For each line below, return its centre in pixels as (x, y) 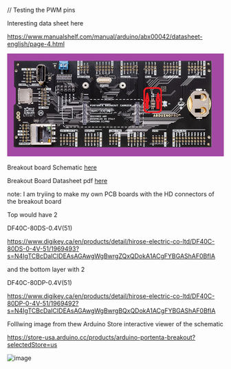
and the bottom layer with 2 (46, 270)
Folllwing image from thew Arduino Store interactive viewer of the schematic (115, 324)
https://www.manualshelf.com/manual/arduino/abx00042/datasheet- (105, 36)
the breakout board (34, 202)
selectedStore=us (32, 345)
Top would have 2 (32, 215)
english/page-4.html (36, 44)
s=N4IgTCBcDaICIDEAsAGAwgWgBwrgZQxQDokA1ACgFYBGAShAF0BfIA (111, 256)
